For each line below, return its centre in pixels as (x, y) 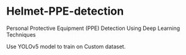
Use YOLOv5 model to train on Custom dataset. (66, 46)
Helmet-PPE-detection (65, 11)
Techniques (21, 34)
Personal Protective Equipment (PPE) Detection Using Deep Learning (93, 28)
